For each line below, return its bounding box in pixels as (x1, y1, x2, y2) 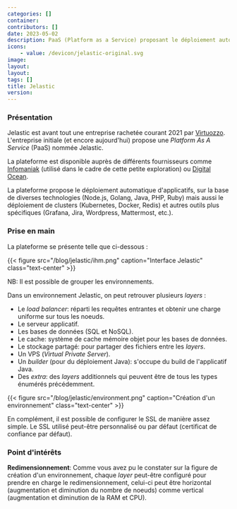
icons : (7, 43, 27, 50)
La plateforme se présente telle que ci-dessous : (7, 242, 148, 251)
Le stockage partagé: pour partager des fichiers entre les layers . (17, 342, 206, 351)
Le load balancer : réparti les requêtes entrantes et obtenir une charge (17, 305, 221, 313)
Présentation (7, 112, 53, 122)
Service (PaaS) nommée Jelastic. (7, 144, 104, 152)
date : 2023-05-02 (7, 30, 59, 37)
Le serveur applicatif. (17, 320, 80, 328)
